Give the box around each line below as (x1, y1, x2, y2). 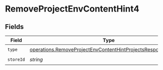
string (30, 56, 43, 63)
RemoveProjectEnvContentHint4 (5, 3, 140, 14)
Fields (5, 23, 24, 31)
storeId (7, 56, 25, 62)
